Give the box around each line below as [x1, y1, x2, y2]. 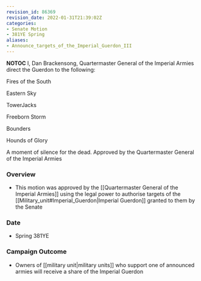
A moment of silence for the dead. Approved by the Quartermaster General [6, 148, 194, 156]
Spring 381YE [15, 232, 49, 240]
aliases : [6, 37, 29, 43]
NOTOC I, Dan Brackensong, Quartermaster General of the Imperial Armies [6, 59, 194, 67]
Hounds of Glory [6, 136, 48, 144]
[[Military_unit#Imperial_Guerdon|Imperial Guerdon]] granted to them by [15, 197, 196, 204]
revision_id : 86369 [6, 9, 56, 15]
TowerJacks [6, 101, 37, 108]
